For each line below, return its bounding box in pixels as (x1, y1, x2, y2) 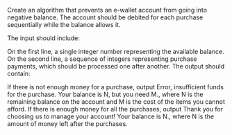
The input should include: (7, 34, 80, 42)
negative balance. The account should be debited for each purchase (7, 13, 204, 21)
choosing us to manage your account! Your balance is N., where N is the (7, 112, 214, 120)
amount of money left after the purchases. (7, 120, 128, 127)
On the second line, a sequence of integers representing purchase (7, 55, 197, 63)
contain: (7, 69, 31, 78)
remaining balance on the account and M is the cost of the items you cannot (7, 98, 226, 106)
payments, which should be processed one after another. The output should (7, 62, 225, 70)
